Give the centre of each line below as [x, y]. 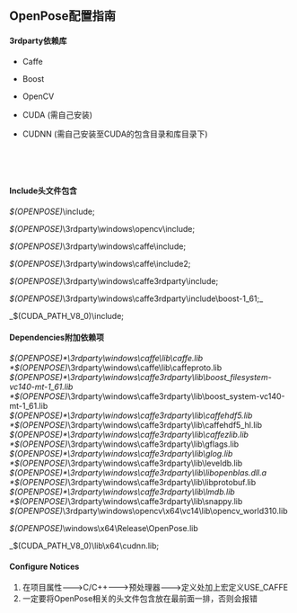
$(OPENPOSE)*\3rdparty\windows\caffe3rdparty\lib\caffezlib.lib [129, 435]
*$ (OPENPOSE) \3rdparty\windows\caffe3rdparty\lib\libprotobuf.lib [133, 482]
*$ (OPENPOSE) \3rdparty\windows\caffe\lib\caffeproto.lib [116, 368]
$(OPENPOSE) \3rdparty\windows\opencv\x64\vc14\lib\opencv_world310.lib [148, 511]
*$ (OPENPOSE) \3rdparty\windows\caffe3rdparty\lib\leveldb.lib [126, 463]
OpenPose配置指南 [63, 16]
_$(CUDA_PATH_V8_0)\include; [66, 315]
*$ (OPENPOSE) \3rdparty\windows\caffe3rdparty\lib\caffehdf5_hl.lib [136, 425]
